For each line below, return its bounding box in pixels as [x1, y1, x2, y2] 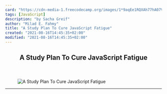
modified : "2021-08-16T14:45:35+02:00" [5, 35, 88, 40]
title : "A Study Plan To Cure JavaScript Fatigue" [5, 26, 112, 31]
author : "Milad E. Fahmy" [5, 21, 59, 26]
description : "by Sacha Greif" [5, 16, 70, 21]
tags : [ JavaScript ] [5, 12, 46, 17]
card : [5, 7, 16, 12]
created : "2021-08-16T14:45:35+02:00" [5, 30, 85, 35]
